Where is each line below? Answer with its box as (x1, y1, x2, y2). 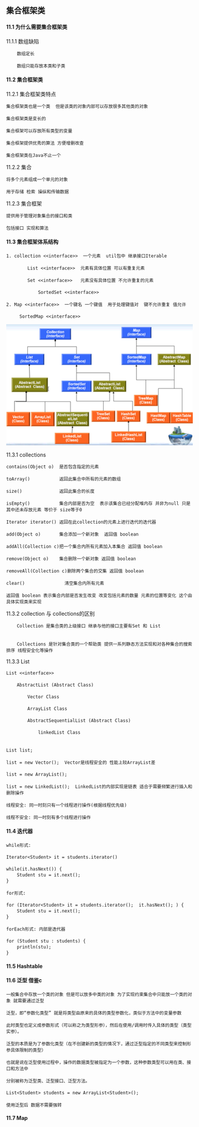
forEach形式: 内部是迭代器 (6, 926, 66, 932)
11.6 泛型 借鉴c (6, 977, 43, 984)
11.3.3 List (6, 658, 30, 665)
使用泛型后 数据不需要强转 (6, 1102, 62, 1108)
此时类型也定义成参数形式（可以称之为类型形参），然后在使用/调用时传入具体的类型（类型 (6, 1022, 192, 1028)
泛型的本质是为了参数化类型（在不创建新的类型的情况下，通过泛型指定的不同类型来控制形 (6, 1041, 191, 1047)
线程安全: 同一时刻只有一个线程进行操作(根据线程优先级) (6, 802, 127, 808)
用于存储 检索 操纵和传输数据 (6, 189, 69, 195)
